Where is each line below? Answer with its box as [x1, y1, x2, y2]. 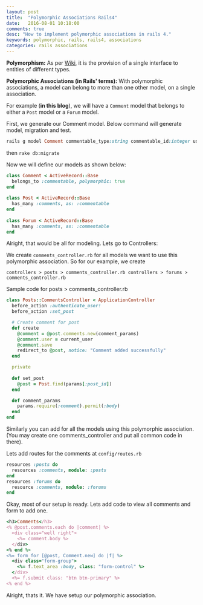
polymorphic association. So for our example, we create [6, 258, 146, 265]
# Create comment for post [11, 319, 80, 325]
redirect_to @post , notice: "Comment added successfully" [17, 347, 166, 354]
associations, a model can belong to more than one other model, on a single [6, 83, 195, 91]
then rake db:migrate [6, 149, 60, 156]
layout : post [6, 8, 39, 15]
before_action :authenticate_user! [11, 303, 101, 309]
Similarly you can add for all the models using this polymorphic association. [6, 425, 195, 433]
